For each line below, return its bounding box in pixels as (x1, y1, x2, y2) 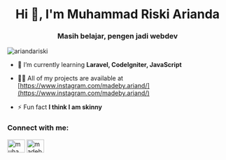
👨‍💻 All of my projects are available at (17, 74, 124, 82)
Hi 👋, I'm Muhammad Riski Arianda (15, 6, 220, 22)
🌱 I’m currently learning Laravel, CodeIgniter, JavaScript (17, 61, 182, 69)
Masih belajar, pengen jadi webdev (57, 31, 178, 41)
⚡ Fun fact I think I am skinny (17, 103, 103, 111)
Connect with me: (7, 123, 69, 133)
